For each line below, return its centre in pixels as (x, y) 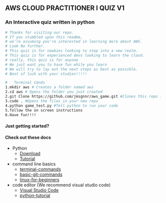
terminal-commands (40, 169)
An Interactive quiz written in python (50, 22)
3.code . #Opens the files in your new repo (52, 101)
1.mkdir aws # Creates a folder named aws (49, 87)
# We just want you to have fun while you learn (56, 64)
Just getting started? (27, 126)
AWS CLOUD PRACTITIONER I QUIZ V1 (65, 8)
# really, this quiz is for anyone (42, 60)
